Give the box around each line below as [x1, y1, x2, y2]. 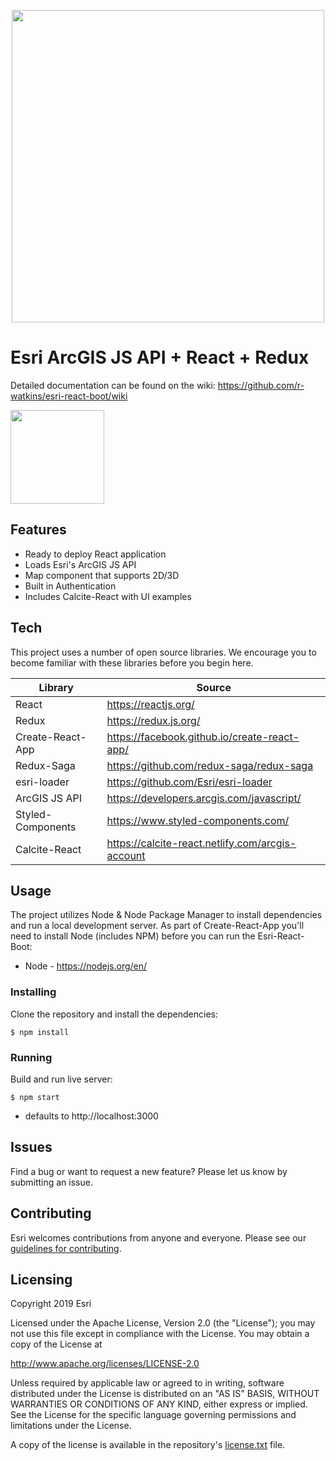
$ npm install [10, 1027, 70, 1037]
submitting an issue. [10, 1176, 93, 1188]
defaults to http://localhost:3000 [24, 1110, 159, 1122]
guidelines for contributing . [10, 1242, 122, 1254]
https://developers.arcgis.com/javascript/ [106, 791, 302, 805]
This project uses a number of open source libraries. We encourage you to [10, 646, 317, 658]
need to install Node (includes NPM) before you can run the [10, 930, 256, 942]
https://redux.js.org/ [106, 713, 201, 727]
